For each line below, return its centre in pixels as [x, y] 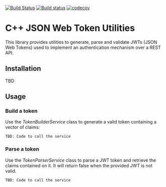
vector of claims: [23, 127]
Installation [23, 69]
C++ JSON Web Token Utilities [70, 28]
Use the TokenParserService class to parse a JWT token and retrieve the [81, 160]
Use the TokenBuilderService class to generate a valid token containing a [81, 122]
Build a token [21, 111]
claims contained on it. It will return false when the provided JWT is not [79, 165]
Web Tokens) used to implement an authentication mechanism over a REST [83, 47]
